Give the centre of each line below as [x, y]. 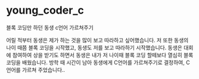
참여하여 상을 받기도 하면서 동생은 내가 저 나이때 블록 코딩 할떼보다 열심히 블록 [103, 55]
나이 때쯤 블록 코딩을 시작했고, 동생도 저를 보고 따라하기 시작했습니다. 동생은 [94, 48]
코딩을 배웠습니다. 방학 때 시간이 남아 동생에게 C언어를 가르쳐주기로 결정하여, [95, 62]
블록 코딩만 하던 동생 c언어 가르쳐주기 [50, 27]
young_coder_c [45, 10]
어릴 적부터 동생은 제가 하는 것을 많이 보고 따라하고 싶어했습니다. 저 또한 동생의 [97, 40]
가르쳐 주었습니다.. [43, 69]
